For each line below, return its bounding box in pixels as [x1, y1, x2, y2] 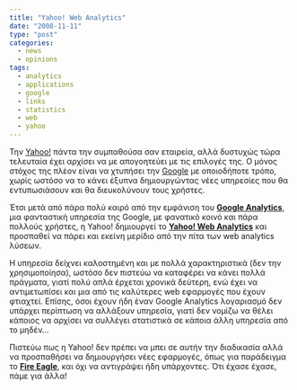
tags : [9, 64, 30, 73]
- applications [17, 80, 74, 89]
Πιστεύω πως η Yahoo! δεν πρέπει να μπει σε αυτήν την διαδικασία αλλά [9, 342, 284, 352]
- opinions [17, 55, 58, 64]
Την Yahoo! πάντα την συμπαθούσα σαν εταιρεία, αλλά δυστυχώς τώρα [9, 146, 281, 157]
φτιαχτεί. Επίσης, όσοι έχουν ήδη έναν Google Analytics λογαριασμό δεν [9, 296, 283, 306]
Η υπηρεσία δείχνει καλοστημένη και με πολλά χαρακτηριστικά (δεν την [9, 258, 282, 268]
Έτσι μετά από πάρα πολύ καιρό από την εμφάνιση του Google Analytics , [9, 202, 285, 212]
